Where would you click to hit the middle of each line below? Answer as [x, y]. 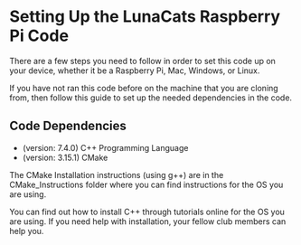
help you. [27, 231]
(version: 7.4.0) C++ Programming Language [105, 147]
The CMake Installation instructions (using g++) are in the [117, 174]
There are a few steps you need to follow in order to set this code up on [142, 61]
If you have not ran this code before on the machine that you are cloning [144, 88]
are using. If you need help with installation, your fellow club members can [148, 221]
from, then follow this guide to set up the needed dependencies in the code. [150, 98]
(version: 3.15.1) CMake [65, 157]
